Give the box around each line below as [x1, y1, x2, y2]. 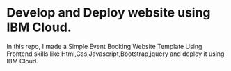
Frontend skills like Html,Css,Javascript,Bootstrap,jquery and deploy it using [6, 50, 225, 58]
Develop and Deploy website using [6, 5, 211, 21]
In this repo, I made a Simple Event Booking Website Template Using [6, 42, 202, 50]
